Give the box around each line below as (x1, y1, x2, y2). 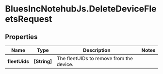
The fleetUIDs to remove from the (56, 55, 133, 62)
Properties (5, 33, 38, 41)
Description (82, 47, 111, 53)
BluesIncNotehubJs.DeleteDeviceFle (5, 3, 157, 14)
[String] (33, 58, 52, 64)
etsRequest (5, 13, 52, 25)
